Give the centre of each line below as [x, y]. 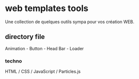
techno [14, 61]
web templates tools [47, 8]
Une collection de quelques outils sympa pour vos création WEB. [70, 22]
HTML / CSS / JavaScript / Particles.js [43, 72]
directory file [25, 37]
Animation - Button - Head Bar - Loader [44, 48]
